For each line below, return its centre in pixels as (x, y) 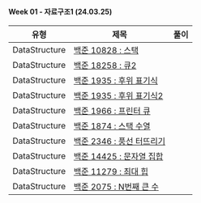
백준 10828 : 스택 (106, 50)
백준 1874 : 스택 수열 (112, 126)
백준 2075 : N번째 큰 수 (116, 187)
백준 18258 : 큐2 (105, 66)
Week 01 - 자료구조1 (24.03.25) (60, 11)
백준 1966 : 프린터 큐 (112, 111)
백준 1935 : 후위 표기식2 (118, 96)
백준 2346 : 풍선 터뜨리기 (120, 142)
